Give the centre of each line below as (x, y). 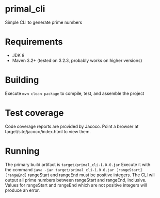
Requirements (34, 42)
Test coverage (34, 113)
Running (22, 151)
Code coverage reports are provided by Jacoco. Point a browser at (72, 126)
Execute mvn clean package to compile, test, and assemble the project (75, 93)
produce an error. (23, 190)
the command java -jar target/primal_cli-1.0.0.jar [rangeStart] (74, 169)
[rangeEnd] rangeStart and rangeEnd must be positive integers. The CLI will (80, 175)
